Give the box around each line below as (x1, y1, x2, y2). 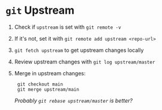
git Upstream (5, 4, 75, 17)
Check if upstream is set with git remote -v (14, 23, 121, 30)
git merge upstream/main (17, 86, 79, 93)
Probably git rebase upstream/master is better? (14, 97, 133, 104)
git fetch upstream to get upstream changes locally (14, 46, 144, 54)
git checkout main (17, 81, 64, 87)
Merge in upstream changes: (14, 69, 86, 77)
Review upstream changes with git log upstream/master (14, 58, 155, 65)
